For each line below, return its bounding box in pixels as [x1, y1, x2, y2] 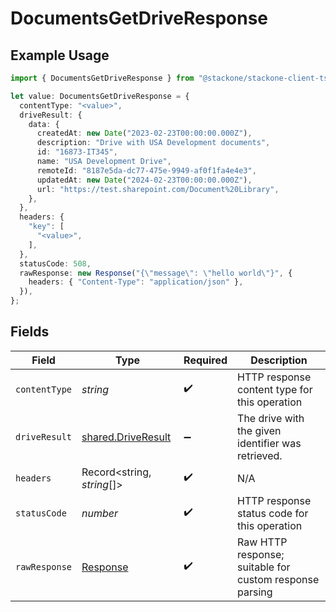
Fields [10, 323, 50, 341]
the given [237, 423, 282, 437]
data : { [28, 119, 60, 129]
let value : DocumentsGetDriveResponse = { [10, 91, 190, 101]
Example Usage [10, 47, 110, 64]
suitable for [237, 560, 291, 574]
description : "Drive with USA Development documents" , [36, 138, 271, 148]
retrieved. [237, 448, 283, 462]
